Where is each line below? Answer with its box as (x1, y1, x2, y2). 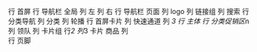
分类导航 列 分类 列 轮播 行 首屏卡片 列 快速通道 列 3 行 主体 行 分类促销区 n (8, 16, 250, 26)
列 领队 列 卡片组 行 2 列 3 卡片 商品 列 (8, 26, 128, 35)
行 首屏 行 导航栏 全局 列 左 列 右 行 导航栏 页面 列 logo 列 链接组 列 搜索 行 (8, 7, 249, 16)
